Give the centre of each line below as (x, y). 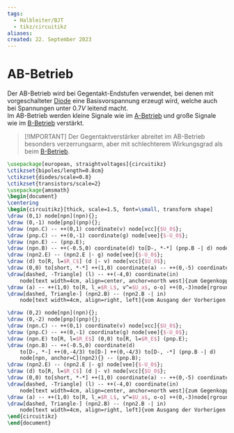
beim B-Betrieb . (47, 151)
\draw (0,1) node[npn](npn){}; (53, 216)
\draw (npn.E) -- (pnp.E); (46, 242)
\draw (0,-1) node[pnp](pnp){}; (54, 222)
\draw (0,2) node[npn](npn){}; (53, 313)
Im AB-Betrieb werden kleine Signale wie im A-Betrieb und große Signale (112, 116)
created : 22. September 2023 (49, 40)
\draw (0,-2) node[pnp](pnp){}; (54, 319)
